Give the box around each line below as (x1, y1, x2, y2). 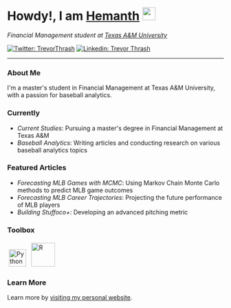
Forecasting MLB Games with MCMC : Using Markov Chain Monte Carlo (16, 178, 220, 187)
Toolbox (7, 225, 35, 234)
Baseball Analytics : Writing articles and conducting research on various (16, 138, 221, 147)
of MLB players (16, 201, 60, 209)
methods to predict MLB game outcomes (16, 186, 133, 194)
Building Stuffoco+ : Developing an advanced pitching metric (16, 207, 188, 216)
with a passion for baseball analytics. (7, 91, 112, 99)
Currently (7, 108, 40, 118)
